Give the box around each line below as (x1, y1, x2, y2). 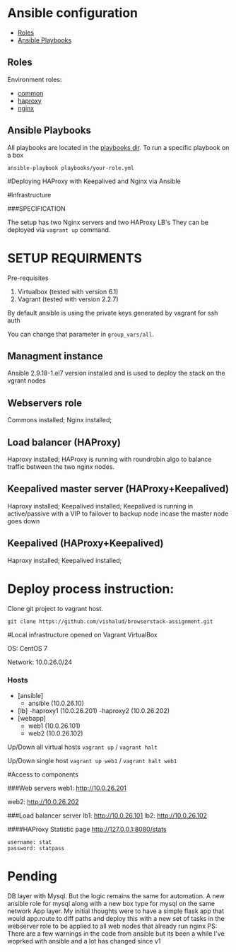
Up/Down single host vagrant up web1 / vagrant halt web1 (7, 756, 177, 765)
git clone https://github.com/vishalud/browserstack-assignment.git (7, 617, 213, 625)
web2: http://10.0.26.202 (7, 797, 79, 806)
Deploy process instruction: (7, 581, 175, 597)
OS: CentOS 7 (7, 644, 48, 652)
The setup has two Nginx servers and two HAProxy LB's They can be (7, 218, 208, 226)
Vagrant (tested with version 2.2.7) (17, 295, 119, 303)
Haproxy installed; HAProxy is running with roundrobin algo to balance (7, 455, 212, 463)
